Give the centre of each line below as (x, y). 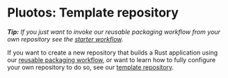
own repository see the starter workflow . (65, 39)
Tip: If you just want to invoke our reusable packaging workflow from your (114, 32)
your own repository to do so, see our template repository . (91, 67)
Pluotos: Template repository (93, 13)
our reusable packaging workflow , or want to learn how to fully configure (112, 59)
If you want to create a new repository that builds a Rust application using (113, 52)
